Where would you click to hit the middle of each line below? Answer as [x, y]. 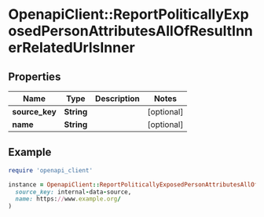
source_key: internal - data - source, [73, 192]
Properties [35, 76]
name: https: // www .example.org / [68, 199]
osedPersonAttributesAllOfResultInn [131, 31]
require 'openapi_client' [50, 170]
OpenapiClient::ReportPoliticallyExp [128, 14]
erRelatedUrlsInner [71, 48]
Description [117, 98]
